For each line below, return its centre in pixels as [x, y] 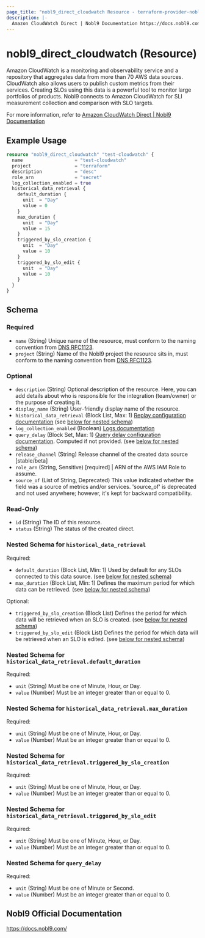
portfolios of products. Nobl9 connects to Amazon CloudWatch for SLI [95, 97]
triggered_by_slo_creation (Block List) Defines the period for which [101, 613]
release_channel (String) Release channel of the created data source [101, 454]
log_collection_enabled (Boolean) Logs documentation [85, 428]
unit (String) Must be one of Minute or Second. [74, 888]
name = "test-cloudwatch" [69, 160]
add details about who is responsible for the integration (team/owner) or [106, 395]
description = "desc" [54, 172]
